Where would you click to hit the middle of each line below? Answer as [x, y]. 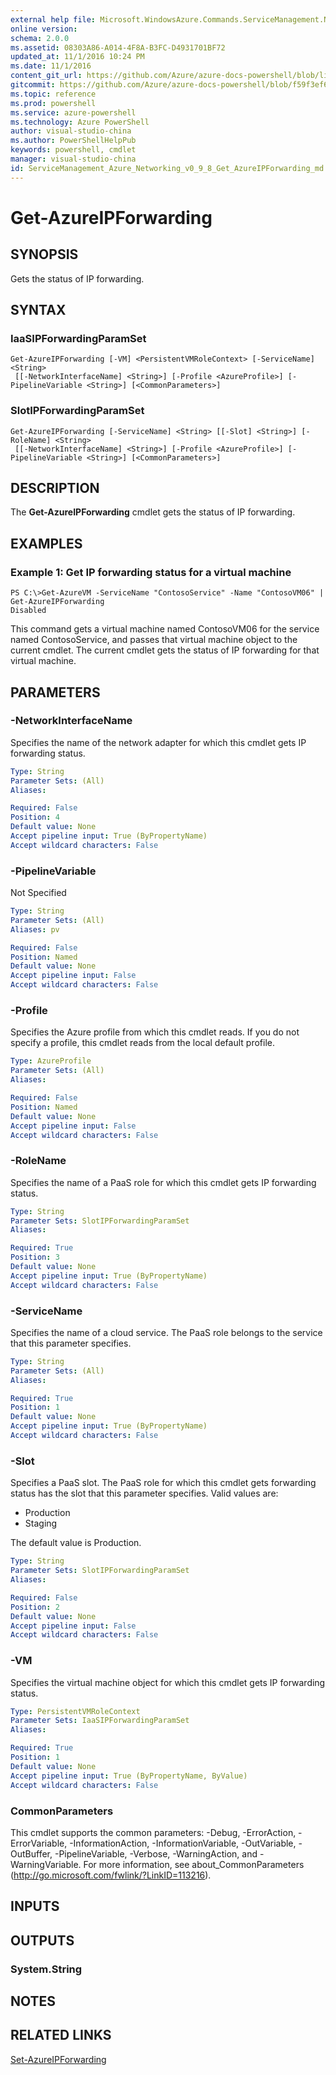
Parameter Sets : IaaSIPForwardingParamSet [100, 1721]
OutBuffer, [31, 1853]
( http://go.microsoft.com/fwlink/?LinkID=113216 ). [111, 1875]
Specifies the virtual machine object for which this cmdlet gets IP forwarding [168, 1682]
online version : [44, 29]
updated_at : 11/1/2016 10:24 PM [77, 57]
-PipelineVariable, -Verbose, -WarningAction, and [156, 1853]
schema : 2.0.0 [40, 38]
